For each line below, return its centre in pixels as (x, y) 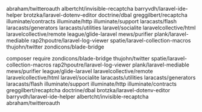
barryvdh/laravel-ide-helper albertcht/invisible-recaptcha (77, 96)
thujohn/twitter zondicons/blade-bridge (55, 47)
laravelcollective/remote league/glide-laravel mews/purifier (80, 34)
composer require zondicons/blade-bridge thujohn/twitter (78, 58)
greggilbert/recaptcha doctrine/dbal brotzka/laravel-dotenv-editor (88, 90)
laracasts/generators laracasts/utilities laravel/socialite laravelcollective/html (101, 28)
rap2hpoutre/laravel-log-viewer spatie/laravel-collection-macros (111, 40)
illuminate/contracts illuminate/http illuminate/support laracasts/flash (91, 21)
